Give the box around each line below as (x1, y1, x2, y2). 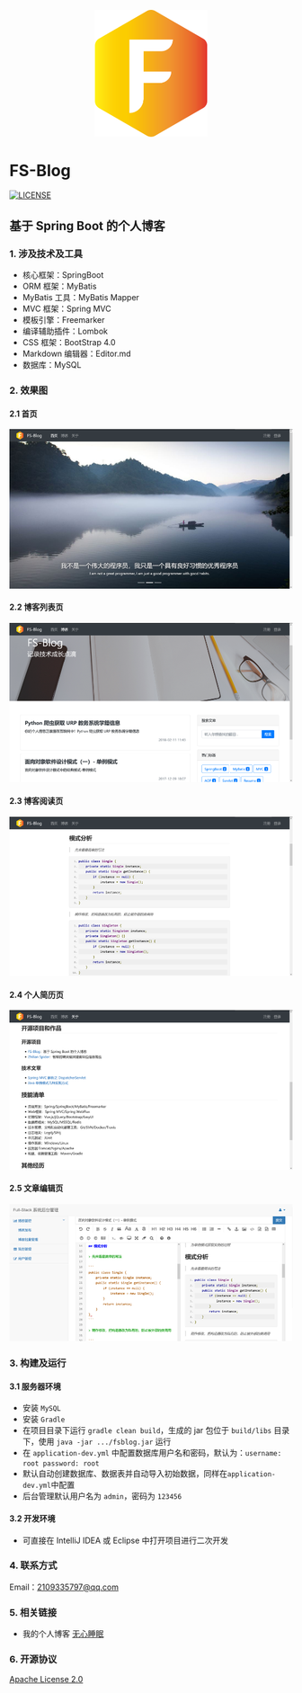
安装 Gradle (22, 1413, 66, 1425)
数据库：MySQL (22, 359, 82, 370)
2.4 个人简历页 (9, 989, 65, 1000)
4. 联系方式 (9, 1559, 58, 1572)
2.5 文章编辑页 (9, 1183, 64, 1194)
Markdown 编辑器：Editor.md (22, 348, 132, 359)
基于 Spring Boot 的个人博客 (9, 218, 165, 234)
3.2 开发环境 (9, 1512, 56, 1524)
